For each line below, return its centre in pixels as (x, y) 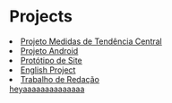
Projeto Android (50, 50)
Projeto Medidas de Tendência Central (92, 41)
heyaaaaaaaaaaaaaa (47, 89)
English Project (48, 70)
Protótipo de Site (52, 60)
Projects (41, 17)
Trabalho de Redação (60, 79)
